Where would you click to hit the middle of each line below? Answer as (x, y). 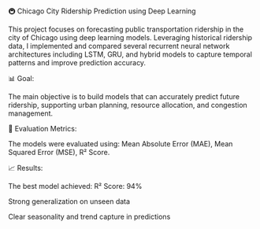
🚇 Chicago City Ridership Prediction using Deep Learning (102, 11)
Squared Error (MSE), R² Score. (59, 152)
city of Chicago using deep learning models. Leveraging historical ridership (130, 37)
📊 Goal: (21, 78)
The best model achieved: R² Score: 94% (75, 186)
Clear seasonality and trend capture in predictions (89, 216)
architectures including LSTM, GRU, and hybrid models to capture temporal (130, 54)
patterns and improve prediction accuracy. (77, 63)
